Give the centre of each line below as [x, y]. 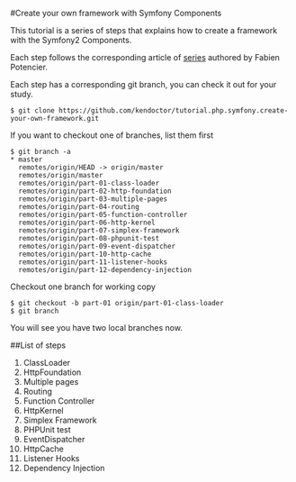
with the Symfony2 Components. [71, 40]
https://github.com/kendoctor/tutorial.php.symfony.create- [173, 111]
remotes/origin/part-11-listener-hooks [93, 262]
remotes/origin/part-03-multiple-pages [93, 199]
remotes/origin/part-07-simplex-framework [99, 231]
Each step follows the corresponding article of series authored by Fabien [145, 57]
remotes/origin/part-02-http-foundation [95, 191]
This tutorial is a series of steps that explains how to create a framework [144, 30]
